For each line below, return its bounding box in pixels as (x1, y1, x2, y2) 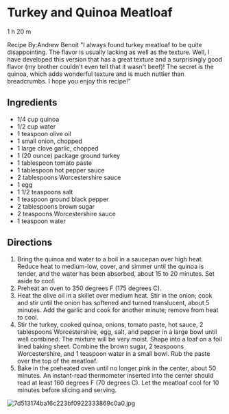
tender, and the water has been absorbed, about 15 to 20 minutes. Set (16, 269, 215, 278)
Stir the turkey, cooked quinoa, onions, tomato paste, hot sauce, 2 (16, 320, 204, 328)
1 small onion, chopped (16, 137, 82, 145)
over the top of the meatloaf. (16, 357, 98, 365)
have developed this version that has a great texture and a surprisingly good (7, 55, 223, 63)
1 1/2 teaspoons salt (16, 187, 73, 196)
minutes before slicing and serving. (16, 385, 117, 394)
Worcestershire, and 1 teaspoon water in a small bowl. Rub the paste (16, 349, 210, 357)
